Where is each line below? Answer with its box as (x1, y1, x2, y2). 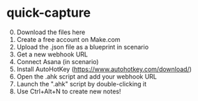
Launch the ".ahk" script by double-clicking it (16, 79, 147, 88)
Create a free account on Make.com (16, 35, 121, 43)
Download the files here (16, 28, 86, 36)
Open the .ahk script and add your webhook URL (16, 72, 158, 81)
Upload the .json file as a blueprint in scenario (16, 42, 149, 51)
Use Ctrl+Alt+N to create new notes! (16, 87, 121, 95)
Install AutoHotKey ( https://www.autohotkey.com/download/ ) (16, 65, 192, 73)
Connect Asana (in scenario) (16, 57, 99, 65)
